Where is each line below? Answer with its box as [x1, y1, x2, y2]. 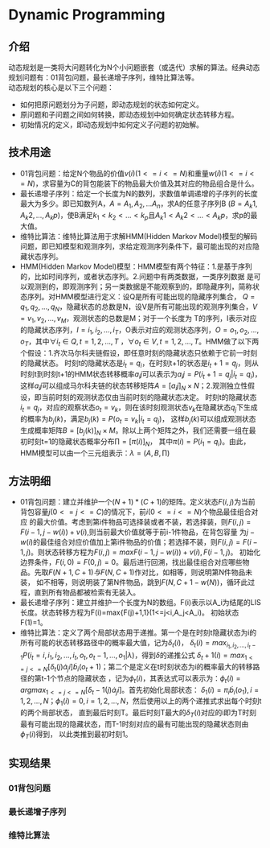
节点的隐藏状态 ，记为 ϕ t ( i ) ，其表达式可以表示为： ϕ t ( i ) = [56, 673, 241, 685]
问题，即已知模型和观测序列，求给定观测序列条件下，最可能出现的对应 [19, 241, 253, 251]
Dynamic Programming [8, 6, 166, 24]
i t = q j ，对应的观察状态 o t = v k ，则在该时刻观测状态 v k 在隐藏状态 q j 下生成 [19, 402, 258, 414]
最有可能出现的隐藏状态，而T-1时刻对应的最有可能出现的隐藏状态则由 [19, 718, 249, 729]
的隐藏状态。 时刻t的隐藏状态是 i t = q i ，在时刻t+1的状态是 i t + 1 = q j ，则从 [19, 358, 260, 369]
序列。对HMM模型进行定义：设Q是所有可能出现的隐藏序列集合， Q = [27, 292, 256, 302]
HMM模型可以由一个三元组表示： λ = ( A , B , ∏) [19, 448, 170, 458]
